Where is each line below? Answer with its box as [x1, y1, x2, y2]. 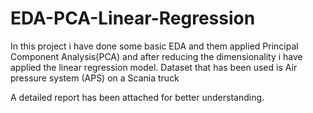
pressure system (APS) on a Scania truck [10, 72, 180, 84]
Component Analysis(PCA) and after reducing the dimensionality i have [10, 50, 303, 62]
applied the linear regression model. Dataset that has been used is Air [10, 61, 298, 73]
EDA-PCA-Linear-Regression [10, 7, 256, 30]
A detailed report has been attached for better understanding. [10, 91, 265, 103]
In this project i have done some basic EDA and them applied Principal [10, 40, 299, 52]
